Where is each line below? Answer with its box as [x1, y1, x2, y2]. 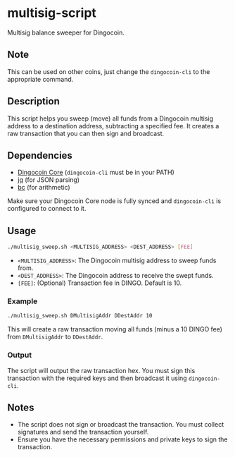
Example [7, 296, 38, 306]
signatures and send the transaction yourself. [17, 428, 149, 437]
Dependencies [7, 150, 72, 162]
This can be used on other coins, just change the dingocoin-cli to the [7, 67, 210, 75]
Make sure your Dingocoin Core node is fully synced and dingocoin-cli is [7, 197, 222, 205]
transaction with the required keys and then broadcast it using [7, 374, 188, 382]
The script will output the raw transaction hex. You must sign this [7, 366, 196, 374]
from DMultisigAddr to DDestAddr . [7, 333, 103, 341]
